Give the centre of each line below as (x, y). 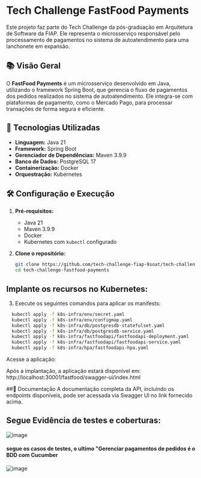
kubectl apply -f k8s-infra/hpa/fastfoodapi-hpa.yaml (80, 348)
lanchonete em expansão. (38, 46)
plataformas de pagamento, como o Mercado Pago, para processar (89, 102)
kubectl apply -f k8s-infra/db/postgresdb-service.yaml (83, 331)
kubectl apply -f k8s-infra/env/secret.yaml (68, 314)
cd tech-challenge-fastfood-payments (62, 270)
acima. (14, 402)
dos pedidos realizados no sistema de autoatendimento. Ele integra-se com (100, 96)
